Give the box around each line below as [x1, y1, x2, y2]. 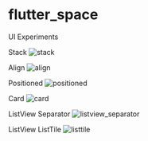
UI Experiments [8, 32, 59, 41]
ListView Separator [8, 109, 71, 119]
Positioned [8, 78, 44, 88]
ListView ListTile [8, 124, 62, 134]
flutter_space [8, 6, 99, 24]
